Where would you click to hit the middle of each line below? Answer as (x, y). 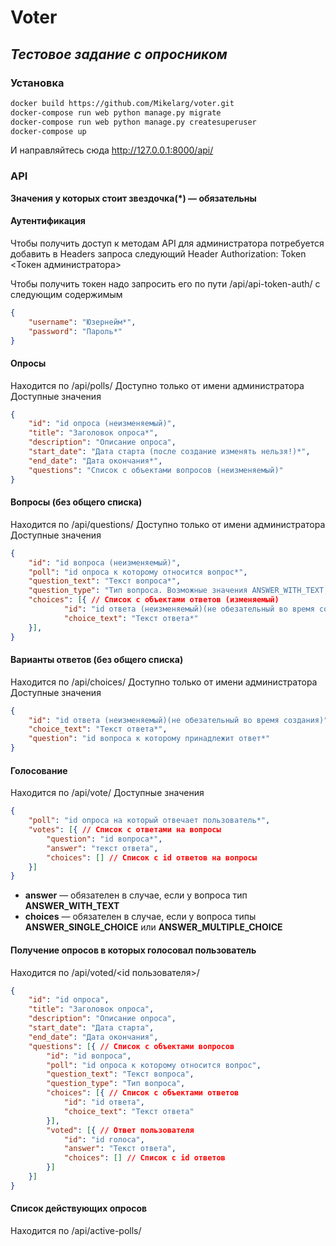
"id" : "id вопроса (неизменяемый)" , (105, 562)
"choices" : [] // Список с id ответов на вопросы (151, 857)
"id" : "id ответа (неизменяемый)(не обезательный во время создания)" (178, 720)
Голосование (39, 770)
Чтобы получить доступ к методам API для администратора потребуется (167, 243)
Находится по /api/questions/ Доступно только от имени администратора (168, 524)
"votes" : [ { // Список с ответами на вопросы (125, 830)
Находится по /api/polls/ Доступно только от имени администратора (157, 385)
